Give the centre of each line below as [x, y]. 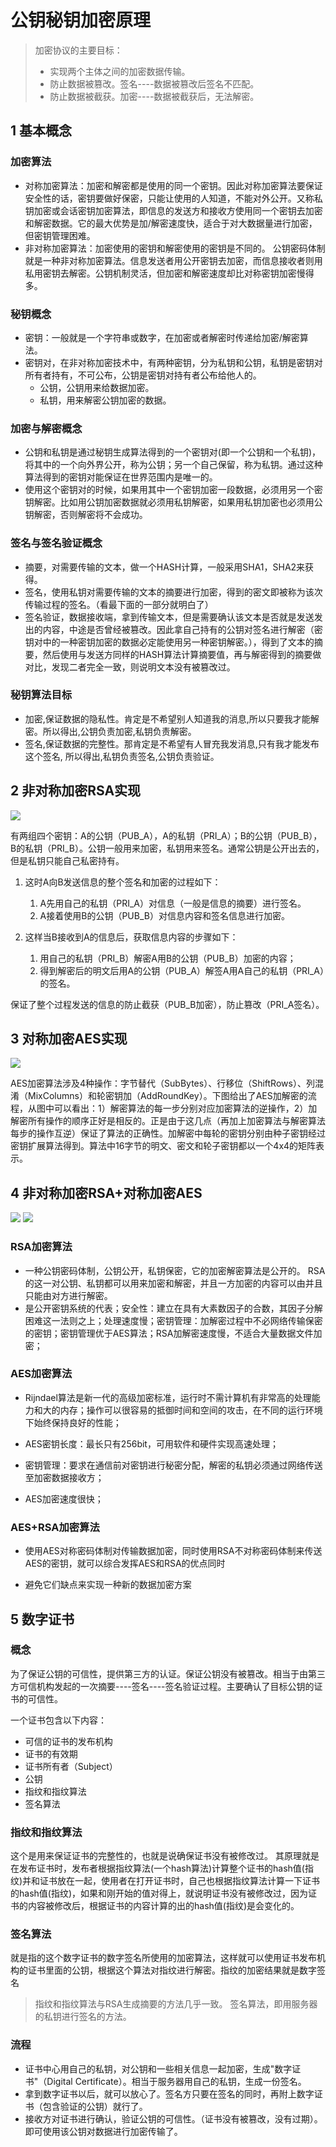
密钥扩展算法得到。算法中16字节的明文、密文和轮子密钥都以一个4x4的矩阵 [163, 1146]
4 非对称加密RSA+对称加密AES [106, 1192]
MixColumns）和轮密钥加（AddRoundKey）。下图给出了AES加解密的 [167, 1096]
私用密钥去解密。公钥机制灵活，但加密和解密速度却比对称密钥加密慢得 [169, 273]
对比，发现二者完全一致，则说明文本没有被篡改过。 [130, 667]
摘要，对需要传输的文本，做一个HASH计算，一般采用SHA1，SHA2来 [165, 567]
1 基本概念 [41, 131]
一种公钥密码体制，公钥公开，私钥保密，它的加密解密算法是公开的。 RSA [175, 1270]
